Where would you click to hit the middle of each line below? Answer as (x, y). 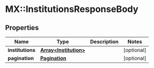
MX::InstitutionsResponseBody (72, 9)
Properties (22, 28)
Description (104, 42)
